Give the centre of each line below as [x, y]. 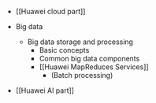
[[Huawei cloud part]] [50, 11]
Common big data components [89, 59]
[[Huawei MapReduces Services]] [94, 67]
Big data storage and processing [80, 42]
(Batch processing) [82, 75]
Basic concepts [64, 50]
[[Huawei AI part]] [45, 90]
